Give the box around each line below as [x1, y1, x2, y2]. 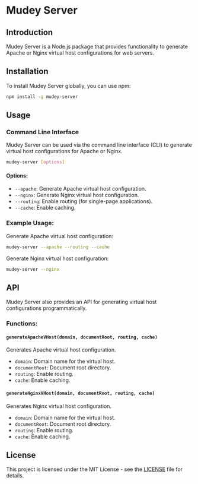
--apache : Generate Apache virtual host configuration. [14, 185, 146, 192]
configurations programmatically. [6, 305, 87, 312]
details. [6, 472, 24, 479]
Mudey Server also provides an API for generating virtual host [6, 298, 157, 306]
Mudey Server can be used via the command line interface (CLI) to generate [6, 141, 193, 148]
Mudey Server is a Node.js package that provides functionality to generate [6, 43, 189, 50]
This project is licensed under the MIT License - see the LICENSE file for [6, 466, 183, 473]
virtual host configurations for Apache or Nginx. [6, 148, 123, 155]
